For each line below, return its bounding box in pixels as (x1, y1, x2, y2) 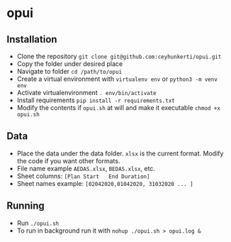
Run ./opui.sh (16, 219, 60, 227)
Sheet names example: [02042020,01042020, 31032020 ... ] (16, 179, 193, 187)
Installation (6, 33, 57, 45)
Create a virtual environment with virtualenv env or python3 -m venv (16, 75, 218, 83)
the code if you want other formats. (16, 156, 120, 165)
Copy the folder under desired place (16, 60, 123, 68)
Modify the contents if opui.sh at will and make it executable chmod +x (16, 104, 221, 111)
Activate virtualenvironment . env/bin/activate (16, 89, 157, 97)
